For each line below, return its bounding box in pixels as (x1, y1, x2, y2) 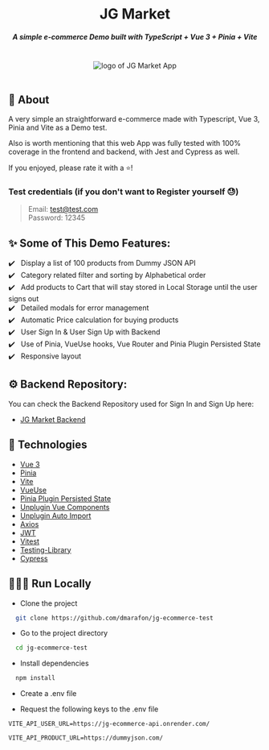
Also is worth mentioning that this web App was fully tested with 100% (8, 138, 241, 147)
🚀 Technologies (8, 438, 88, 452)
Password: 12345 (27, 213, 86, 222)
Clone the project (19, 598, 78, 608)
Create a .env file (19, 689, 77, 698)
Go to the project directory (19, 628, 108, 638)
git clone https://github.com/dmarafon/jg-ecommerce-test (15, 614, 214, 622)
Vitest (19, 537, 40, 546)
